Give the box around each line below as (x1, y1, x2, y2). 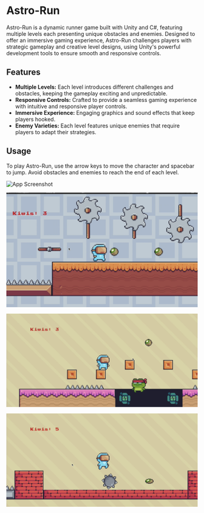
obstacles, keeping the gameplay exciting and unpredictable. (15, 89, 168, 97)
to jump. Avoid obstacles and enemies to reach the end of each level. (6, 168, 179, 176)
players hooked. (15, 115, 56, 123)
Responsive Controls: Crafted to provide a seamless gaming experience (15, 96, 197, 103)
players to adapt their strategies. (15, 128, 97, 135)
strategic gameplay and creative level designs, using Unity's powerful (6, 43, 181, 50)
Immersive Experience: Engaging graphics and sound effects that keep (15, 109, 195, 116)
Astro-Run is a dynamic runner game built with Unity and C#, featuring (6, 24, 183, 31)
